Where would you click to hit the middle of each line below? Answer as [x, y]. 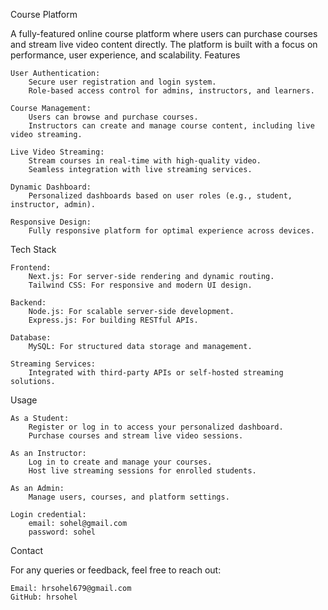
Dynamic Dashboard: [51, 187]
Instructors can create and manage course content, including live [171, 126]
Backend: [28, 303]
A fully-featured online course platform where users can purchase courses [164, 33]
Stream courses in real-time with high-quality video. [145, 161]
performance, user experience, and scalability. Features [125, 55]
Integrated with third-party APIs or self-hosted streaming [156, 373]
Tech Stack [33, 249]
